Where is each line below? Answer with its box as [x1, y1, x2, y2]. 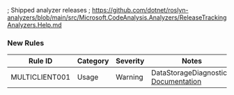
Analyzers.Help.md [7, 21, 62, 29]
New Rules [7, 38, 45, 47]
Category [77, 56, 109, 66]
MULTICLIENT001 [10, 73, 71, 82]
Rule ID [28, 56, 53, 66]
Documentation [150, 77, 202, 87]
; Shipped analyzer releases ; [7, 6, 91, 14]
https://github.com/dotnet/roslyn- [91, 6, 189, 14]
